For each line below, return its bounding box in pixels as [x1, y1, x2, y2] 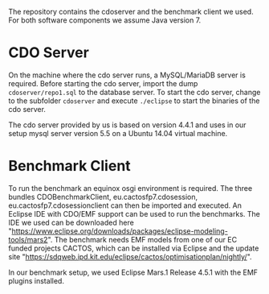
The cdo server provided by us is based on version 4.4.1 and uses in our [8, 120, 247, 130]
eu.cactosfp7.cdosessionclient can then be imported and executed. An [8, 201, 243, 210]
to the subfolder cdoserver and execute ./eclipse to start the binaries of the [8, 96, 260, 106]
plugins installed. [8, 275, 64, 285]
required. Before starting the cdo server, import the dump [8, 78, 198, 88]
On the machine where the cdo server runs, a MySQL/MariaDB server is [8, 70, 247, 80]
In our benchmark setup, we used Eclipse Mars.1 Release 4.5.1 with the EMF [8, 267, 259, 277]
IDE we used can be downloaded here [8, 217, 134, 227]
